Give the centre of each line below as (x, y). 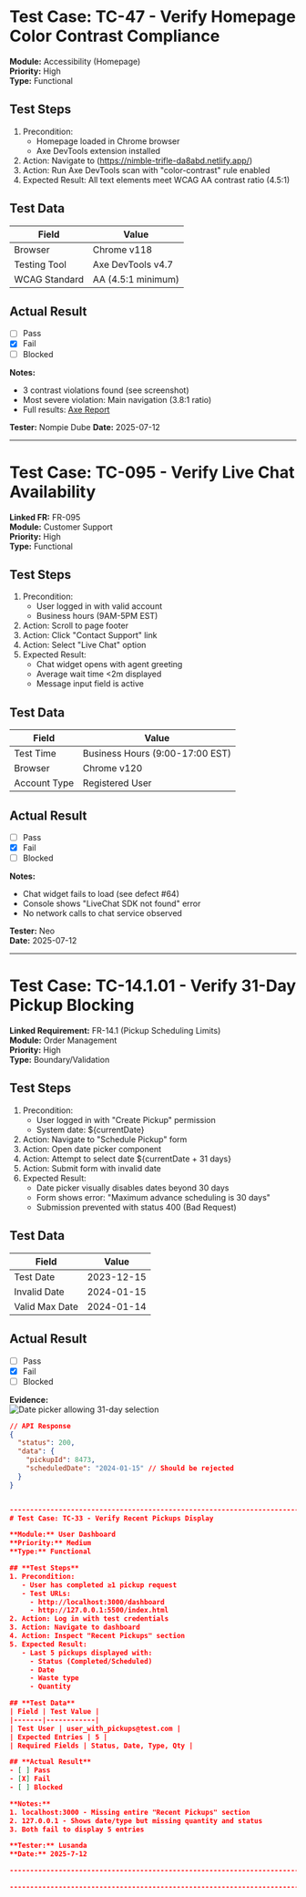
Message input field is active (90, 684)
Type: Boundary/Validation (60, 1060)
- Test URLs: (46, 1593)
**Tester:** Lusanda (49, 1846)
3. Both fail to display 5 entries (77, 1830)
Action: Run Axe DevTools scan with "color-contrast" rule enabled (146, 170)
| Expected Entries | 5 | (58, 1737)
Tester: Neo (32, 931)
